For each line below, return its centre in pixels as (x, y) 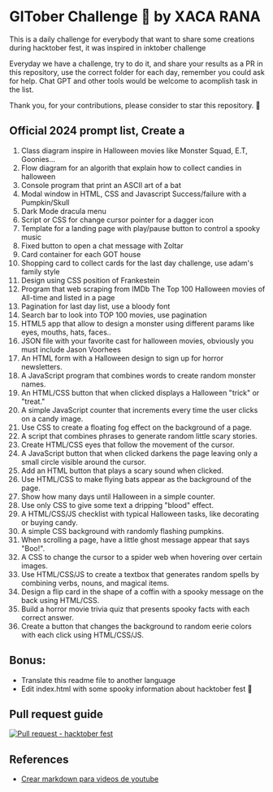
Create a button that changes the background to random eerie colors (136, 626)
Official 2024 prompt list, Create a (97, 131)
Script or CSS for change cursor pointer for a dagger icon (117, 220)
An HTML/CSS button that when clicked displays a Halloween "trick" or (140, 392)
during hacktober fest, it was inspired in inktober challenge (108, 47)
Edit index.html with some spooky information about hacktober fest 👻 (136, 689)
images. (34, 566)
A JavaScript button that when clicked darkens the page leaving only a (139, 453)
